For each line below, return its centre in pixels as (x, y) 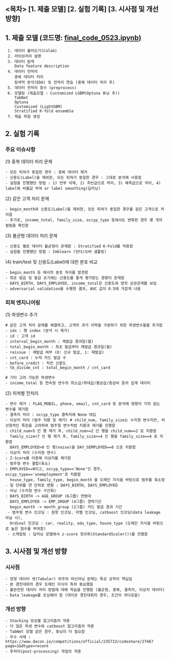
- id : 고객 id (20, 336)
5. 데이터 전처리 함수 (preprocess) (42, 88)
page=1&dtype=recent (27, 646)
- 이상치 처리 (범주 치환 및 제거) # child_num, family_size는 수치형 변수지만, (82, 420)
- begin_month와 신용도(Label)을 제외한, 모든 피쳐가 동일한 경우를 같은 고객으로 (82, 209)
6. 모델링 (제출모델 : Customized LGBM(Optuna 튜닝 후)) (64, 94)
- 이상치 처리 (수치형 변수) (31, 453)
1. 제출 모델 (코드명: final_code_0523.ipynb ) (73, 38)
